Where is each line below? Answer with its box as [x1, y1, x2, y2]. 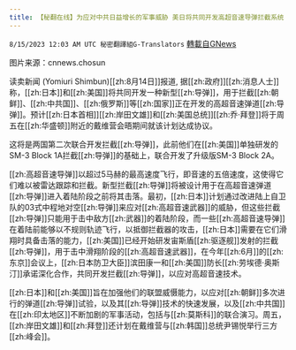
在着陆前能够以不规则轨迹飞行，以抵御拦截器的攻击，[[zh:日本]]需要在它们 [9, 224, 280, 234]
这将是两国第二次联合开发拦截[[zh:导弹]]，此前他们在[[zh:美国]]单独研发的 [9, 139, 278, 149]
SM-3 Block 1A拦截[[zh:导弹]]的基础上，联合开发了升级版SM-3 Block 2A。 [9, 149, 280, 160]
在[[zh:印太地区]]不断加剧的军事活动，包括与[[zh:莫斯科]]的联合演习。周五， [9, 308, 286, 319]
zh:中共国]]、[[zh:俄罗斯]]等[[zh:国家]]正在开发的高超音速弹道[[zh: [35, 98, 277, 109]
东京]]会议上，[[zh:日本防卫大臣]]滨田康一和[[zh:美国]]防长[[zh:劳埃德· [9, 257, 265, 268]
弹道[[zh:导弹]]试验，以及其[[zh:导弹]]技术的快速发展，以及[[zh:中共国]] [24, 298, 285, 308]
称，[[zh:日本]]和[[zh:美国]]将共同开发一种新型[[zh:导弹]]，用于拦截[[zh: [9, 87, 271, 97]
